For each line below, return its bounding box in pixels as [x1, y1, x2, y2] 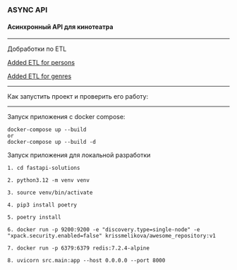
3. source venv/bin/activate [7, 189, 93, 197]
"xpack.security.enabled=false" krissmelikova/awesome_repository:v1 [7, 233, 217, 240]
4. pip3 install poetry [7, 202, 78, 209]
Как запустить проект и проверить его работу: [7, 92, 149, 101]
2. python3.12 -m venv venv [7, 177, 90, 184]
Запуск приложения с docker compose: [7, 113, 126, 121]
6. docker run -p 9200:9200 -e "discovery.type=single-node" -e [7, 226, 200, 233]
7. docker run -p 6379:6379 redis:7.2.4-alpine [7, 245, 150, 252]
